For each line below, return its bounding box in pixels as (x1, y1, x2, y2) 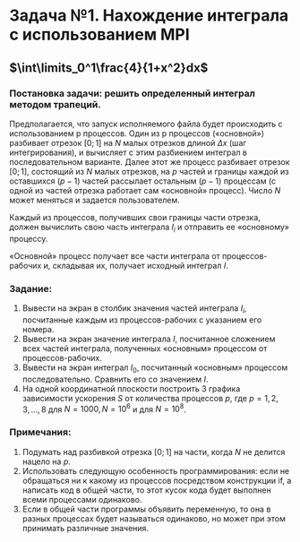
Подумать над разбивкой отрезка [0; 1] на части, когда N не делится (21, 446, 286, 457)
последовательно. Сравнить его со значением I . (21, 374, 209, 384)
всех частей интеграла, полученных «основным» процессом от (21, 342, 268, 354)
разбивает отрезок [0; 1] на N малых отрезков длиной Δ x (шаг (9, 137, 247, 148)
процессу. (9, 233, 48, 244)
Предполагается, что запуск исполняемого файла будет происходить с (9, 118, 284, 129)
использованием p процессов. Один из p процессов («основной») (9, 127, 265, 139)
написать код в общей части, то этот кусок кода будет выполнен (21, 485, 271, 495)
